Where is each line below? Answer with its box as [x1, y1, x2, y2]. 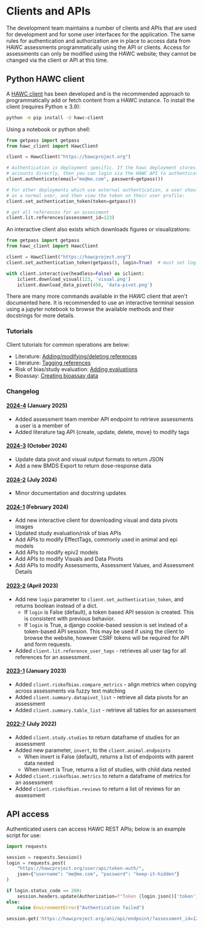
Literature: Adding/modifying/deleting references [14, 352, 138, 360]
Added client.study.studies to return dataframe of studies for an [14, 734, 180, 741]
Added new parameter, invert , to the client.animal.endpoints [14, 746, 171, 754]
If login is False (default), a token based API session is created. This [24, 608, 195, 616]
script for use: [6, 831, 41, 839]
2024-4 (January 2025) [6, 402, 68, 409]
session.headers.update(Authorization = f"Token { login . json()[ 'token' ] [17, 893, 199, 900]
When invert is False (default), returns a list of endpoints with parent [24, 753, 194, 760]
